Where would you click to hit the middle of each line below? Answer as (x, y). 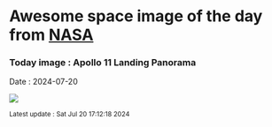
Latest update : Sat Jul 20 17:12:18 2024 (70, 115)
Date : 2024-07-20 (43, 82)
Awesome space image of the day (136, 16)
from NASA (51, 35)
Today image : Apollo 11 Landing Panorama (103, 63)
